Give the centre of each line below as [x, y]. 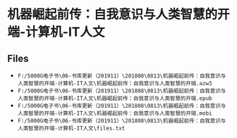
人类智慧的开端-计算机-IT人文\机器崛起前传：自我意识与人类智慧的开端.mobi [115, 113]
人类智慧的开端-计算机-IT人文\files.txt [71, 128]
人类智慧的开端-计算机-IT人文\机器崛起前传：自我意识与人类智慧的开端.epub [115, 99]
